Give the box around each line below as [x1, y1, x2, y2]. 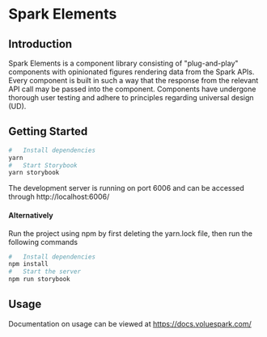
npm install [8, 260, 49, 268]
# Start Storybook [8, 161, 78, 170]
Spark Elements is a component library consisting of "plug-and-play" [8, 58, 239, 68]
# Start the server [8, 267, 82, 276]
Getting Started [8, 124, 88, 138]
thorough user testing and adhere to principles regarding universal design [8, 93, 254, 102]
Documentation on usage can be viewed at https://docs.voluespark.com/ [8, 318, 252, 328]
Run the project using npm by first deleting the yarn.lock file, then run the [8, 228, 253, 238]
